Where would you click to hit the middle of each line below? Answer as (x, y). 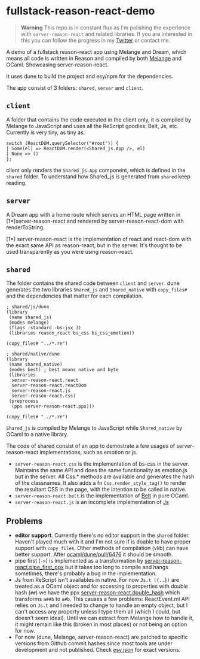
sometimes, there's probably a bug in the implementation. (86, 573)
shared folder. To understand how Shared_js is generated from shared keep (99, 176)
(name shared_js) (30, 318)
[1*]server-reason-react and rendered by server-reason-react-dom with (95, 221)
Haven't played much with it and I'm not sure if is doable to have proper (103, 542)
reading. (16, 183)
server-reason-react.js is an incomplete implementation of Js (92, 502)
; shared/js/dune (28, 307)
